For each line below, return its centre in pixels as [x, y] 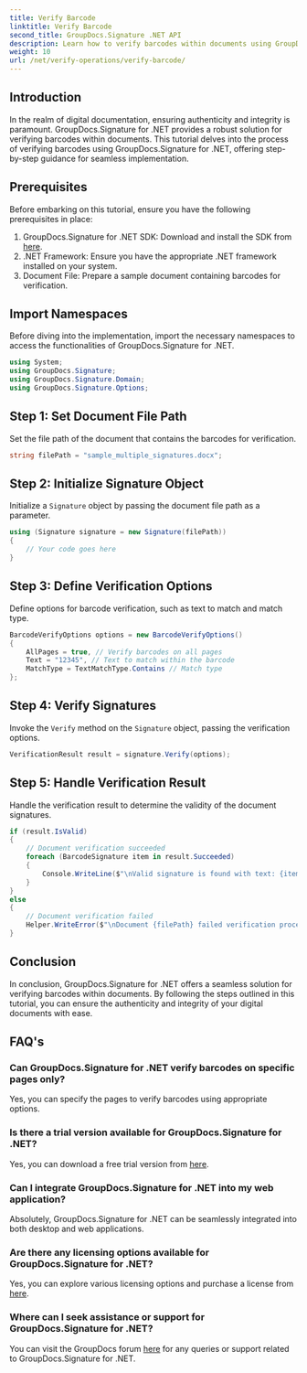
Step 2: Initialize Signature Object [106, 484]
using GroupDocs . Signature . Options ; [79, 388]
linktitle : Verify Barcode [61, 27]
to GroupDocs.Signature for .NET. [73, 1358]
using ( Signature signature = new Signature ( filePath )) [118, 532]
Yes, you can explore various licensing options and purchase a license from [152, 1284]
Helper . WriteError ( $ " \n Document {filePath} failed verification [151, 925]
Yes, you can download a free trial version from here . [109, 1164]
